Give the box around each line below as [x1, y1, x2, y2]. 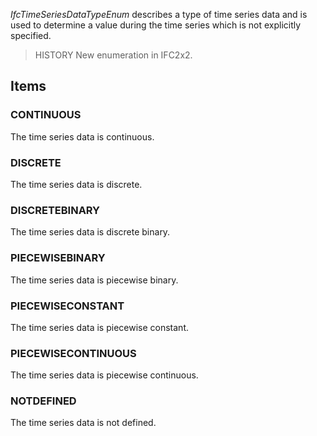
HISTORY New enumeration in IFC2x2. [34, 49, 193, 61]
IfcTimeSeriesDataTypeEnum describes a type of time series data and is [10, 9, 308, 20]
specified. [10, 30, 52, 41]
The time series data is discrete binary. [10, 226, 171, 238]
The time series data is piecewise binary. [10, 274, 179, 286]
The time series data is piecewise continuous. [10, 369, 199, 381]
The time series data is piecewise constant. [10, 321, 190, 333]
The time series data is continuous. [10, 130, 155, 143]
